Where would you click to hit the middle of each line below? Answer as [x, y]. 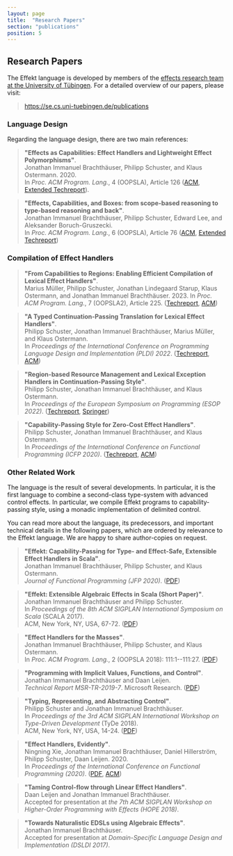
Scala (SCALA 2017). [54, 616]
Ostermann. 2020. [50, 175]
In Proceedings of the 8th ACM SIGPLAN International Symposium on [124, 608]
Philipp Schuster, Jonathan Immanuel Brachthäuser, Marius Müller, [119, 331]
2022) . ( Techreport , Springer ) [67, 411]
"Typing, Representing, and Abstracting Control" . [98, 701]
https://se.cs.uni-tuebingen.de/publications [87, 106]
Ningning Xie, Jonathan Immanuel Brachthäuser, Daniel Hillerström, [121, 751]
